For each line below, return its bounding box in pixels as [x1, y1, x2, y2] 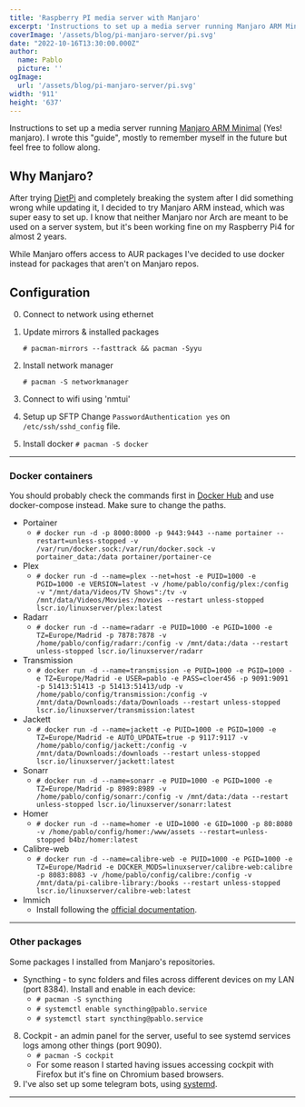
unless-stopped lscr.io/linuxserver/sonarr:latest [35, 801, 232, 810]
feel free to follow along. [9, 142, 101, 153]
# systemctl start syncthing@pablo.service [35, 1014, 204, 1023]
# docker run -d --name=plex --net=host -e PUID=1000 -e [35, 572, 257, 582]
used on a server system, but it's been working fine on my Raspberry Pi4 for [9, 222, 295, 233]
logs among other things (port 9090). [22, 1040, 162, 1051]
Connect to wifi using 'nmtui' [22, 394, 131, 404]
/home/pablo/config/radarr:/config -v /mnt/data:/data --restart [35, 639, 289, 648]
